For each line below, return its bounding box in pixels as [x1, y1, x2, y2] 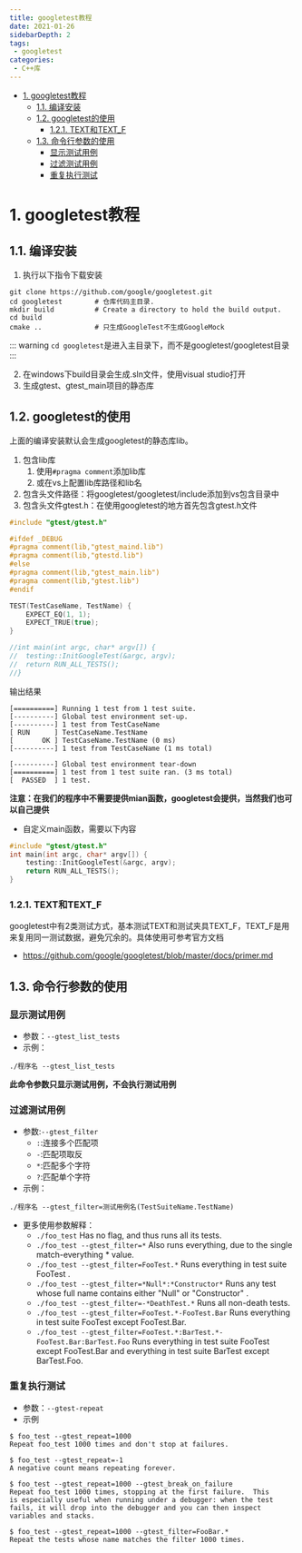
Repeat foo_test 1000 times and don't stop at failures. [9, 1439, 229, 1449]
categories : [9, 55, 54, 64]
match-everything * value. [35, 1250, 134, 1261]
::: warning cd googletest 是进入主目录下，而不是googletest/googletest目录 [9, 340, 290, 351]
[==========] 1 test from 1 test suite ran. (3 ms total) [9, 767, 233, 776]
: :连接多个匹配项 [35, 1137, 99, 1149]
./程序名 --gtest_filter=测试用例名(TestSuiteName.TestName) [9, 1202, 234, 1212]
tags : [9, 38, 30, 48]
